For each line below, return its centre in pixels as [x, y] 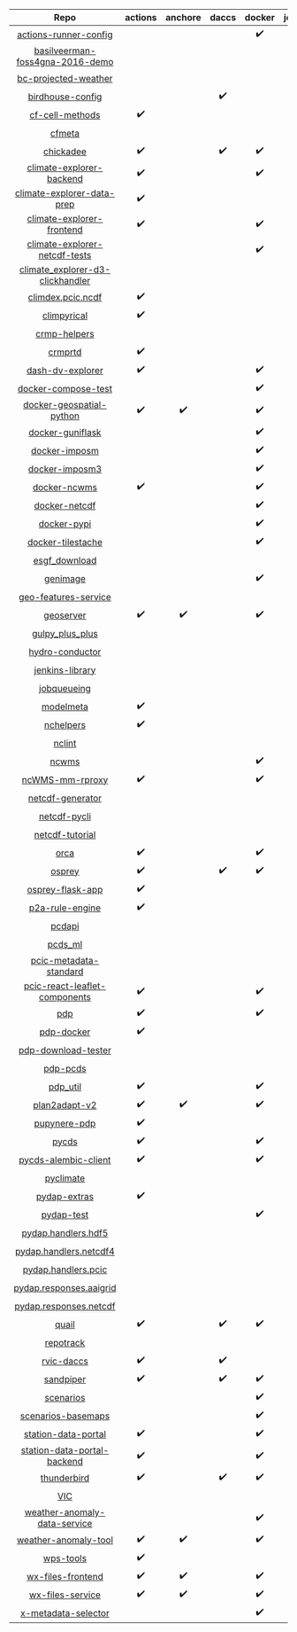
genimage [65, 578]
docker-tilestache [65, 542]
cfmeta [65, 133]
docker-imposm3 [65, 469]
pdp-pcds [65, 1068]
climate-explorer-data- [65, 193]
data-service [65, 1523]
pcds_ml [65, 944]
